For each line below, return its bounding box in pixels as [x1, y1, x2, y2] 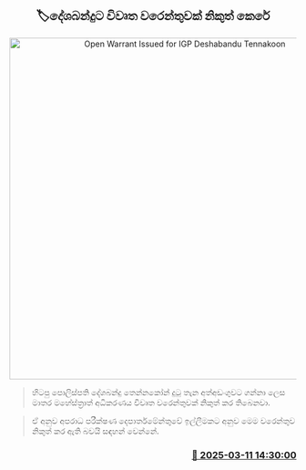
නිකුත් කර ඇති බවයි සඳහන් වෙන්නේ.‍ [31, 425, 159, 436]
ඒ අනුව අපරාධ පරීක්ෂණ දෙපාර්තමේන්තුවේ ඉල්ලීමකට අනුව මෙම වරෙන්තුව [31, 414, 296, 426]
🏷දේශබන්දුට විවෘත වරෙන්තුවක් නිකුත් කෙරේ [36, 8, 270, 24]
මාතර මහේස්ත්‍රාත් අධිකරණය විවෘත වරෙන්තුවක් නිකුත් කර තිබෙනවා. [31, 396, 270, 408]
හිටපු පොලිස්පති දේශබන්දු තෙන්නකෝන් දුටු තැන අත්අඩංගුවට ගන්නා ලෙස [31, 386, 286, 397]
